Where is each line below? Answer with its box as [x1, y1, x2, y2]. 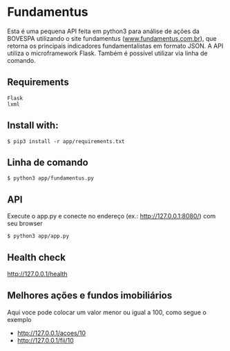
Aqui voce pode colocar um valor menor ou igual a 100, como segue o [7, 308, 207, 316]
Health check [7, 252, 66, 263]
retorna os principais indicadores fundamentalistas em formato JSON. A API [7, 41, 224, 50]
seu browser [7, 219, 43, 228]
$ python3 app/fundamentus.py [7, 175, 95, 182]
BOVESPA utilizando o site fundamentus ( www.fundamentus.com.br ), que [7, 34, 217, 42]
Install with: [7, 120, 59, 131]
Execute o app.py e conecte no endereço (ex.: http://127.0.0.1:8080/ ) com [7, 212, 216, 220]
